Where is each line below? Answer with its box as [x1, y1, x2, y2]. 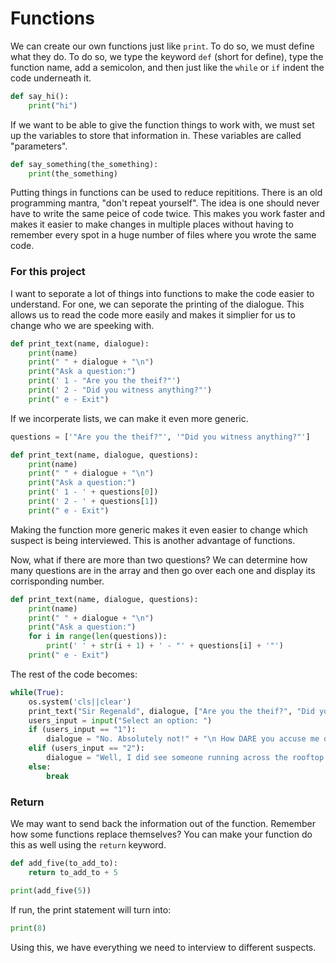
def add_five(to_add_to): [10, 858, 118, 869]
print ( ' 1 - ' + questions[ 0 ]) [28, 487, 159, 497]
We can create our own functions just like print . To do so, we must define [10, 40, 315, 52]
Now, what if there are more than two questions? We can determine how [10, 553, 308, 566]
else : [28, 762, 52, 772]
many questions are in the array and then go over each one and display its [10, 564, 316, 576]
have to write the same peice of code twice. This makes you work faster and [10, 208, 326, 220]
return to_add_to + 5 [28, 867, 118, 877]
